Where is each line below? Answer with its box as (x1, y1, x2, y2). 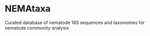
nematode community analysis (5, 24, 69, 30)
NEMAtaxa (5, 3, 51, 14)
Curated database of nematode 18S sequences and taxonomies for (5, 19, 145, 25)
